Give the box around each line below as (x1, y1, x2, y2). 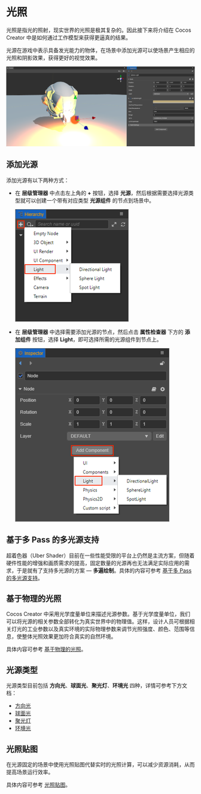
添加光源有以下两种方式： (6, 176, 69, 183)
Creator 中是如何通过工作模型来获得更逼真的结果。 (6, 34, 132, 41)
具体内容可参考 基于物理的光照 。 (6, 645, 87, 653)
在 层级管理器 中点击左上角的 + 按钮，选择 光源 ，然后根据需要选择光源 (14, 189, 188, 197)
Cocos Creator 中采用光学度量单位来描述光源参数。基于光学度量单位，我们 (6, 611, 190, 618)
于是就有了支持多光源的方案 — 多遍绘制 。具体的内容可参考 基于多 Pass (16, 567, 192, 574)
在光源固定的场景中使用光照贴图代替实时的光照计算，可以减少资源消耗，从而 (6, 761, 195, 768)
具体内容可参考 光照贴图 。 (6, 781, 71, 789)
